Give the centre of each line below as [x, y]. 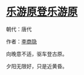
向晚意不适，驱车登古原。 [37, 53]
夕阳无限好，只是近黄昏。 [37, 66]
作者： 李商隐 [21, 41]
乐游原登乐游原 [42, 12]
